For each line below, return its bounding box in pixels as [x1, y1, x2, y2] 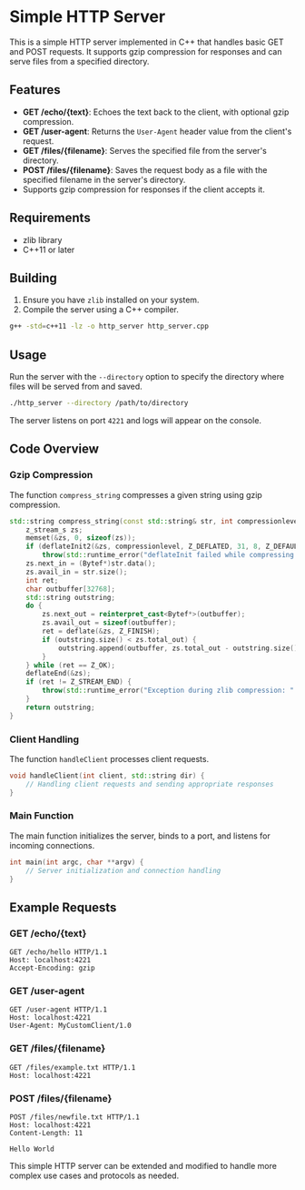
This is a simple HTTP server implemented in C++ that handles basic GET [9, 36, 284, 47]
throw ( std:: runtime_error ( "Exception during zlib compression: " [42, 686, 295, 696]
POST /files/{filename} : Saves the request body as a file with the [22, 164, 268, 175]
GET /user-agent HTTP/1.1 [9, 1005, 107, 1014]
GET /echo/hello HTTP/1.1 [9, 948, 107, 957]
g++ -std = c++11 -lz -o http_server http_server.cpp [9, 321, 209, 331]
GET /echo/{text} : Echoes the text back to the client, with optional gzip [22, 107, 290, 117]
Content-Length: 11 [9, 1129, 84, 1138]
